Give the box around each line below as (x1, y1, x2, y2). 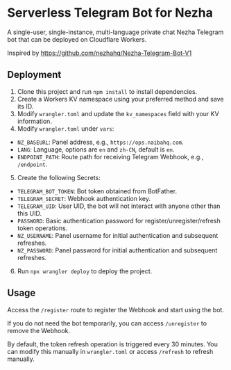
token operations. (17, 224, 68, 232)
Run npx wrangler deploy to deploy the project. (17, 266, 153, 275)
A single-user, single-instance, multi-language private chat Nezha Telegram (7, 28, 224, 36)
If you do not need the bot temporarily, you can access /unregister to (7, 319, 207, 328)
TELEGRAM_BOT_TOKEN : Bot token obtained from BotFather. (17, 186, 178, 195)
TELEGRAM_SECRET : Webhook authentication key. (17, 194, 151, 202)
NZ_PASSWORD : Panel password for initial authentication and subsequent (17, 246, 218, 255)
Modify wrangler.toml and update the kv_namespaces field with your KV (17, 109, 220, 118)
